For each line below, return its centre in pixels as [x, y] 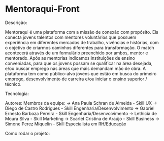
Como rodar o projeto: [28, 133]
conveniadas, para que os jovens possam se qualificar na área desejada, [79, 63]
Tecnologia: [17, 94]
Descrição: [16, 23]
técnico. [13, 84]
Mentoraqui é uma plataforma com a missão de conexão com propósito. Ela [82, 32]
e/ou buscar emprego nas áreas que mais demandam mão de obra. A [76, 68]
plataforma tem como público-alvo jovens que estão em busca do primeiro [81, 73]
